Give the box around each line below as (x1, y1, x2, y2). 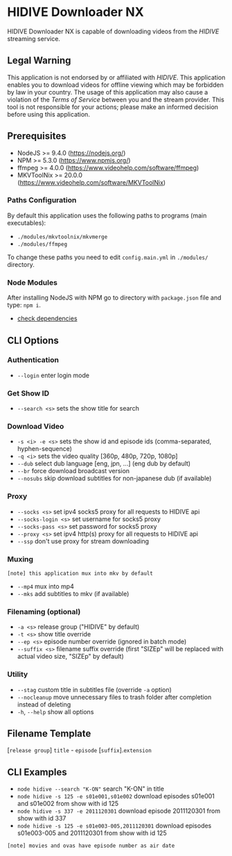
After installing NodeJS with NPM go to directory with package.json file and (7, 293, 222, 302)
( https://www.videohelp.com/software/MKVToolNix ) (17, 178, 166, 186)
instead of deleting (17, 700, 71, 709)
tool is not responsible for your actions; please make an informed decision (7, 102, 219, 111)
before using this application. (7, 110, 90, 118)
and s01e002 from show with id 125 (17, 800, 119, 808)
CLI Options (7, 334, 59, 346)
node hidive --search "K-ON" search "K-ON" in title (17, 784, 165, 793)
